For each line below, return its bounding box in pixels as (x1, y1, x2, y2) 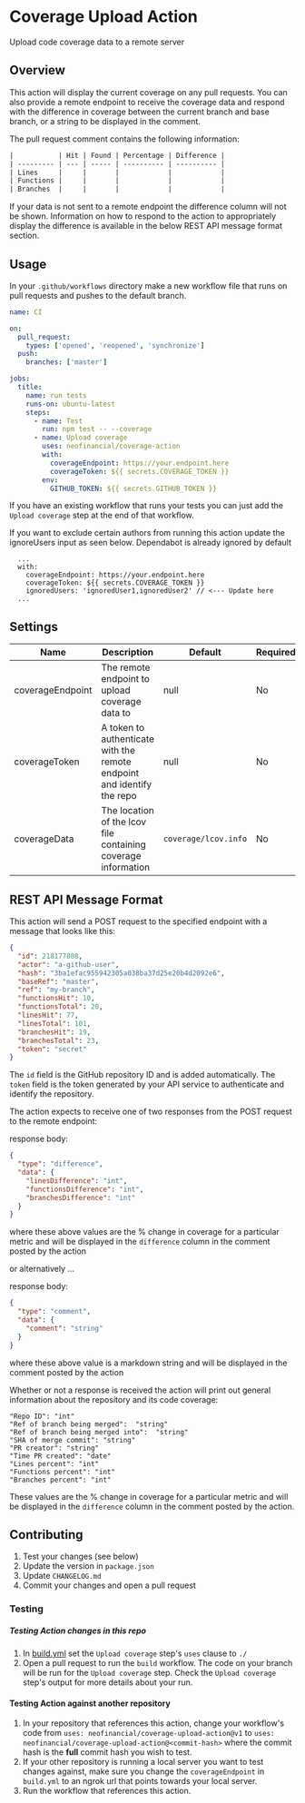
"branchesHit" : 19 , (17, 1028, 92, 1037)
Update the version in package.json (22, 1561, 154, 1571)
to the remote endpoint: (9, 1116, 98, 1127)
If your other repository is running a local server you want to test (22, 1757, 264, 1768)
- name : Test (33, 416, 84, 426)
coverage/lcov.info (162, 833, 248, 844)
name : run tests (25, 390, 88, 400)
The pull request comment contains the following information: (9, 133, 240, 144)
